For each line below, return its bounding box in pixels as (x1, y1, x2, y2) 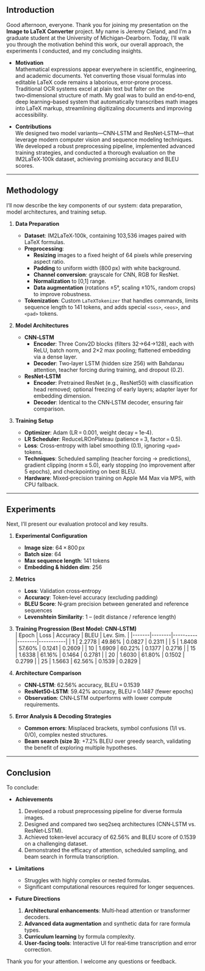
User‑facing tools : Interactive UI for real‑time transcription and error (24, 939, 197, 947)
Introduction (6, 5, 55, 15)
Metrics (15, 575, 35, 583)
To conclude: (6, 784, 40, 791)
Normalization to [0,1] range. (33, 277, 107, 285)
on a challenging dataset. (24, 840, 88, 847)
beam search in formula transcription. (24, 853, 119, 860)
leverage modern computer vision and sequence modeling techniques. (15, 136, 193, 143)
